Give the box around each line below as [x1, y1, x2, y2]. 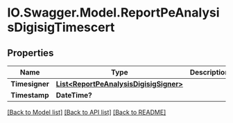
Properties [7, 47, 54, 59]
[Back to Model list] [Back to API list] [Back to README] [7, 108, 166, 116]
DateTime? [55, 91, 92, 100]
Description [189, 68, 230, 77]
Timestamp [10, 91, 50, 100]
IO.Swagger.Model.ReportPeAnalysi [7, 5, 220, 21]
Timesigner [10, 79, 50, 88]
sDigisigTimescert [7, 19, 115, 35]
